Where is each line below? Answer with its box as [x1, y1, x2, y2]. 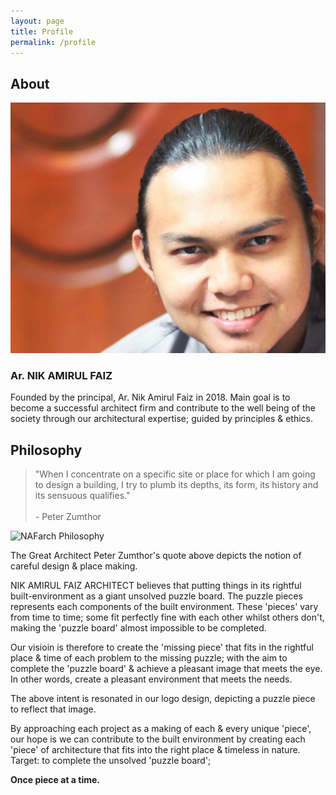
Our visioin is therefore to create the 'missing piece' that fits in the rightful [10, 641, 314, 653]
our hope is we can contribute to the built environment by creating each [10, 733, 306, 745]
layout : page [10, 16, 65, 26]
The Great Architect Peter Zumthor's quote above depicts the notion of [10, 549, 302, 561]
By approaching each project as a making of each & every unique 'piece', [10, 722, 312, 734]
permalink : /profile [10, 37, 97, 47]
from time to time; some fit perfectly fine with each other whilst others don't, [10, 611, 325, 623]
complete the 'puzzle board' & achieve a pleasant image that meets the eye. [10, 662, 323, 674]
